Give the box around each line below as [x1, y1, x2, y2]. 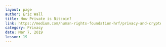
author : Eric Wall [5, 12, 43, 17]
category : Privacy [5, 25, 43, 30]
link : [5, 21, 16, 26]
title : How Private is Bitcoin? [5, 16, 72, 21]
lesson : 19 [5, 35, 28, 40]
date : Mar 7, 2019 [5, 30, 43, 35]
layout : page [5, 7, 32, 12]
